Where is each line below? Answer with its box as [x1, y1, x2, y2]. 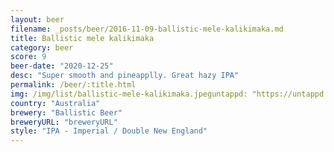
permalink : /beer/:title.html [10, 80, 137, 90]
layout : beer [10, 14, 65, 25]
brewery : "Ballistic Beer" [10, 107, 123, 118]
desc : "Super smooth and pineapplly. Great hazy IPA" [10, 71, 240, 81]
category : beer [10, 42, 74, 53]
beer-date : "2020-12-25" [10, 61, 114, 71]
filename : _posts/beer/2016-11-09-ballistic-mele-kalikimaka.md [10, 24, 284, 34]
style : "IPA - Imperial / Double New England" [10, 126, 208, 136]
